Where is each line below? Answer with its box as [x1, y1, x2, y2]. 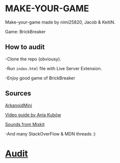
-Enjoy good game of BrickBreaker [5, 75, 75, 81]
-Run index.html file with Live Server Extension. [5, 65, 102, 71]
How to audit [5, 43, 45, 52]
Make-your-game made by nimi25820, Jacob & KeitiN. [5, 19, 116, 25]
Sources [5, 89, 31, 98]
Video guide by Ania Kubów [5, 111, 61, 118]
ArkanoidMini [5, 102, 32, 108]
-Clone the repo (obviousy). [5, 56, 61, 62]
